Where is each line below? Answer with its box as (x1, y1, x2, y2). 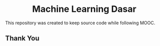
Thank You (5, 34, 40, 43)
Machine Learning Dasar (32, 3, 136, 15)
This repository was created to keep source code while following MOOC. (5, 20, 155, 26)
